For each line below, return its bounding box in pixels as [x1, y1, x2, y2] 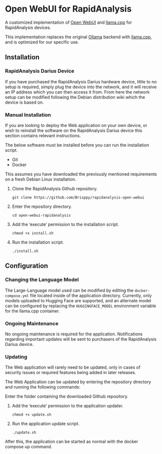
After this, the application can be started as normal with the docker [5, 438, 138, 444]
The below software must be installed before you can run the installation [5, 142, 149, 148]
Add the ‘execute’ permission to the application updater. [12, 403, 124, 409]
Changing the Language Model [5, 276, 79, 283]
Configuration [5, 262, 48, 270]
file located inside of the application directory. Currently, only [29, 292, 152, 298]
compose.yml [5, 293, 29, 298]
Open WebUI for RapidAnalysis [5, 3, 132, 15]
